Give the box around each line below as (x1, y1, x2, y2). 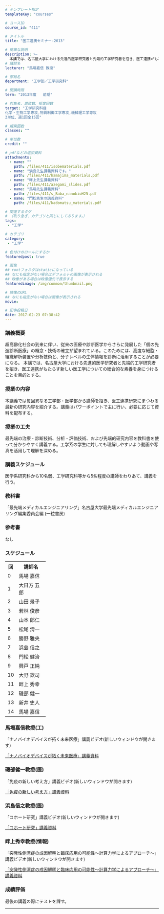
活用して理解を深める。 (13, 447, 61, 453)
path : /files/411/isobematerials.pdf (14, 164, 91, 169)
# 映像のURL (5, 290, 27, 295)
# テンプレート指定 (5, 7, 39, 12)
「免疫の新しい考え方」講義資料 (5, 789, 69, 795)
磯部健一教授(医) (5, 766, 44, 773)
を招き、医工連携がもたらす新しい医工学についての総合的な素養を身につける (5, 366, 159, 372)
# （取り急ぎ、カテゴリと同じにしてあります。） (5, 214, 87, 219)
